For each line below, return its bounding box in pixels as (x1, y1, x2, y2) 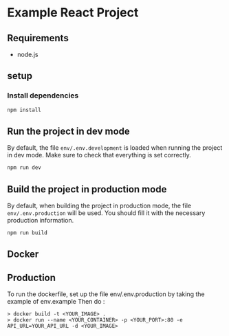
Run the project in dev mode (7, 125, 131, 137)
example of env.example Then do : (7, 298, 105, 306)
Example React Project (7, 5, 139, 21)
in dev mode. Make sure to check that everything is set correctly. (7, 151, 191, 159)
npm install (7, 107, 41, 113)
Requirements (7, 32, 69, 44)
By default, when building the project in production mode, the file (7, 201, 191, 210)
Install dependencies (7, 91, 79, 100)
